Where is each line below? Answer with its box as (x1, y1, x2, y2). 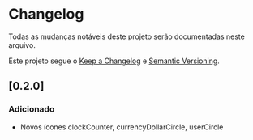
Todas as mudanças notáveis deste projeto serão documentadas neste (8, 32, 245, 41)
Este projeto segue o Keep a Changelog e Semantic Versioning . (8, 56, 221, 66)
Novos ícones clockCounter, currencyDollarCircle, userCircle (19, 122, 224, 132)
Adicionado (8, 104, 55, 115)
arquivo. (8, 40, 36, 49)
